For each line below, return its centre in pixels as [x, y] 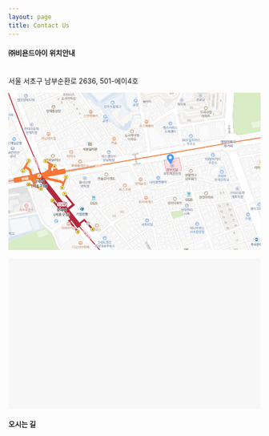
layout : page [30, 17]
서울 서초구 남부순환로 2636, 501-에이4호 [73, 81]
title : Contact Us [39, 25]
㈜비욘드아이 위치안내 [42, 53]
